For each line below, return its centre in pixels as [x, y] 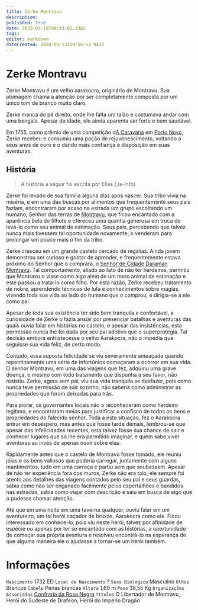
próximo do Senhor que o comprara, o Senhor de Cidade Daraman [87, 264]
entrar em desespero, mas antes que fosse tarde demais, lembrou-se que [96, 423]
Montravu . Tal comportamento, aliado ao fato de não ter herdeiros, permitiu [98, 269]
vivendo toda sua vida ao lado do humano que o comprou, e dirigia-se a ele [98, 295]
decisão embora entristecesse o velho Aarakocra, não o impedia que [90, 338]
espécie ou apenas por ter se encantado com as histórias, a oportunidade [96, 528]
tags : [13, 34]
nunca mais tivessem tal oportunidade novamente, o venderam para [89, 233]
